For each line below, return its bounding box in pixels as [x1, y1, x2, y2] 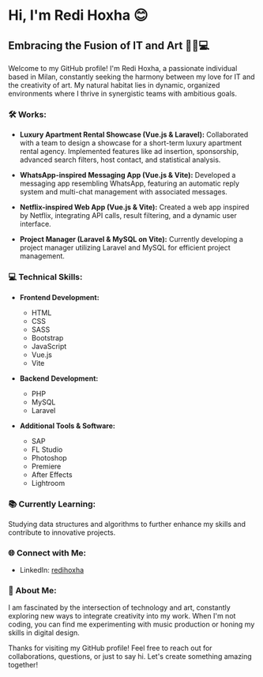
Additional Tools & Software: [19, 421, 116, 431]
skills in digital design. [8, 628, 81, 638]
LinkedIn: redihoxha [19, 566, 85, 575]
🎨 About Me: [8, 585, 57, 596]
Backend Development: [19, 374, 99, 383]
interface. [19, 220, 51, 229]
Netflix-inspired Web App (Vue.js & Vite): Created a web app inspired [19, 202, 250, 212]
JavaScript [31, 341, 67, 351]
